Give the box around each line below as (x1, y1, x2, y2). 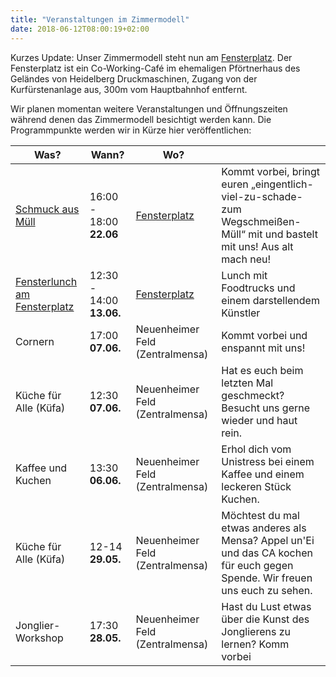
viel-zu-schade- (221, 189, 303, 203)
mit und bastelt (248, 227, 318, 241)
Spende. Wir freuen (221, 571, 313, 585)
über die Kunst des (221, 612, 310, 626)
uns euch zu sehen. (221, 583, 313, 597)
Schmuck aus (15, 202, 80, 216)
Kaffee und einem (221, 467, 305, 481)
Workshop (15, 631, 64, 645)
